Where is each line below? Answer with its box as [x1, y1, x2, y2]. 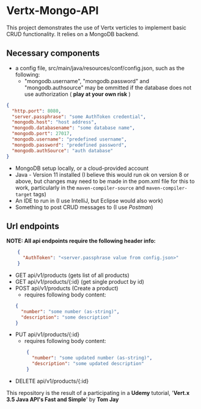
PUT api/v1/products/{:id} [15, 331, 80, 338]
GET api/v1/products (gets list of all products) [15, 271, 130, 279]
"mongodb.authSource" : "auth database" [12, 147, 114, 153]
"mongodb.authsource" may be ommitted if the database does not [24, 84, 192, 91]
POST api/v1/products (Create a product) [15, 284, 119, 292]
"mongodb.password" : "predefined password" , [12, 142, 127, 148]
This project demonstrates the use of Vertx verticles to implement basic [6, 24, 187, 31]
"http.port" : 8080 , [12, 108, 62, 114]
